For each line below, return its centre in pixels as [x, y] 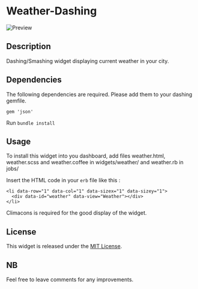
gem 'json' [20, 112]
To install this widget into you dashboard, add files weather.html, [86, 156]
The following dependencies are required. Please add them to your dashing [99, 94]
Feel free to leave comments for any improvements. [70, 279]
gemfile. [16, 101]
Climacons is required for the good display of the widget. [76, 213]
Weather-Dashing [52, 11]
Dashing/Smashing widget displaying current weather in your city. [88, 61]
